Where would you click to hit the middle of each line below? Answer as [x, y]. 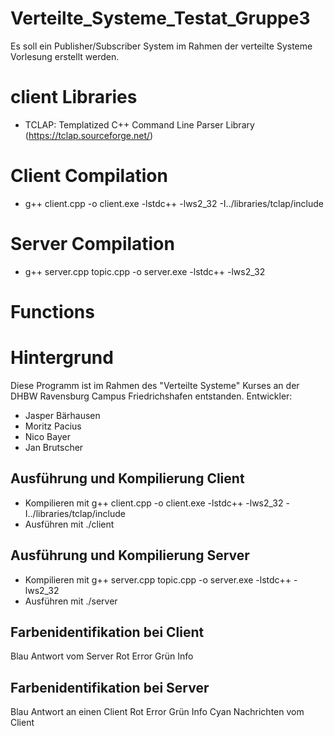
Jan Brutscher [54, 447]
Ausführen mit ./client [69, 524]
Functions [52, 311]
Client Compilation [89, 176]
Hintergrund [62, 358]
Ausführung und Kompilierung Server [130, 555]
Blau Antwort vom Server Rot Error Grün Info [102, 656]
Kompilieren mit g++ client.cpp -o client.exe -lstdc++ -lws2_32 [154, 503]
